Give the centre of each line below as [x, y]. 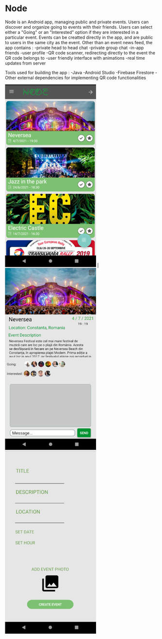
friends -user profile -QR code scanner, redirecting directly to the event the [80, 53]
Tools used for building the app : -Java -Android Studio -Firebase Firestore [80, 72]
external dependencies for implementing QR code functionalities [82, 78]
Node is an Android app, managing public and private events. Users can [77, 22]
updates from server [25, 63]
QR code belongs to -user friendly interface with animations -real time [75, 58]
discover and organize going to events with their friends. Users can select [79, 27]
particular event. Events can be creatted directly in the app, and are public [79, 37]
